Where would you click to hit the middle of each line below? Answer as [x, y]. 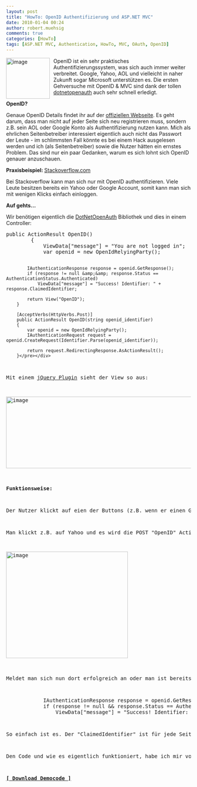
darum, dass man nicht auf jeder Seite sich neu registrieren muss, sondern [96, 121]
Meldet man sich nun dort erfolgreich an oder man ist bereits [99, 678]
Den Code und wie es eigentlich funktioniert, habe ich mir [94, 756]
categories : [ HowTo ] [31, 39]
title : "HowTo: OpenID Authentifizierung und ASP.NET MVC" [80, 17]
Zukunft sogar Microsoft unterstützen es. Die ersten [116, 79]
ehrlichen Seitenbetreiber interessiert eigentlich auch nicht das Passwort [94, 133]
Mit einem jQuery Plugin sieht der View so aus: [77, 377]
